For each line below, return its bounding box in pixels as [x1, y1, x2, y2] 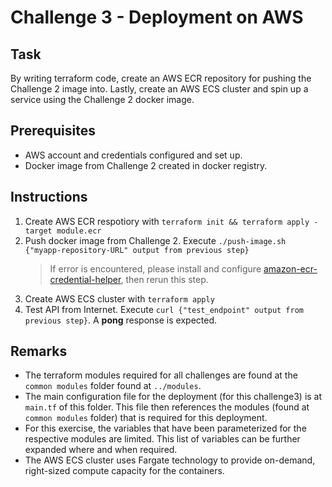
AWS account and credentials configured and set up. [24, 149, 243, 161]
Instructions [10, 189, 88, 206]
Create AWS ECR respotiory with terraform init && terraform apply [24, 215, 310, 227]
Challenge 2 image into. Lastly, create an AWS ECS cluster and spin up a [10, 83, 309, 95]
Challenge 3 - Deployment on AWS [10, 6, 304, 29]
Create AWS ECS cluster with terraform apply [24, 292, 215, 305]
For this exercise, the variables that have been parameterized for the [24, 422, 307, 435]
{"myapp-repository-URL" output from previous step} [24, 245, 250, 255]
